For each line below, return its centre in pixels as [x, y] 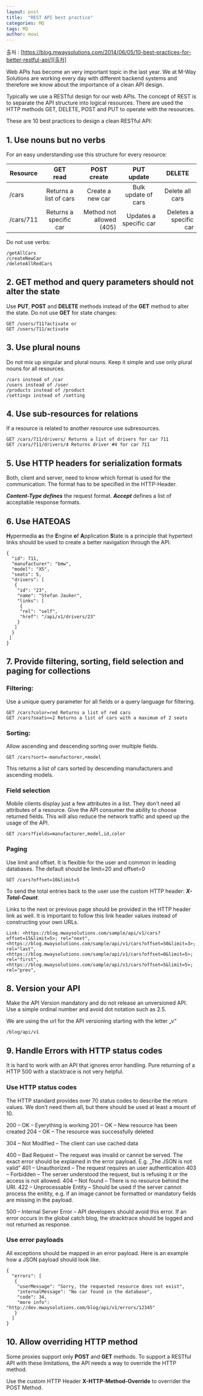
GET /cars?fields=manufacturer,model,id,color [66, 834]
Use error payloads [35, 1240]
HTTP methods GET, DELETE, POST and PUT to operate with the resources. [101, 109]
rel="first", [23, 959]
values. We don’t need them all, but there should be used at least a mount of [101, 1107]
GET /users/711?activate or [42, 324]
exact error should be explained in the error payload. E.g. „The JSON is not [99, 1161]
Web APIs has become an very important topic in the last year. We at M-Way [101, 72]
